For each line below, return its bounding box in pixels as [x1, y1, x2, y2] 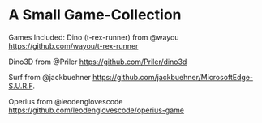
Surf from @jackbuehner [8, 72, 92, 82]
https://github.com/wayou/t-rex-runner [8, 40, 139, 50]
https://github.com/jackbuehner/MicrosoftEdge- [92, 72, 254, 82]
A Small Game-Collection [8, 6, 182, 24]
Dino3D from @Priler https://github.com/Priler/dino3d [8, 57, 187, 66]
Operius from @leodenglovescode [8, 96, 123, 106]
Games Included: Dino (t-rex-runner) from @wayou [8, 32, 179, 42]
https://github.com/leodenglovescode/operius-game [8, 105, 185, 115]
